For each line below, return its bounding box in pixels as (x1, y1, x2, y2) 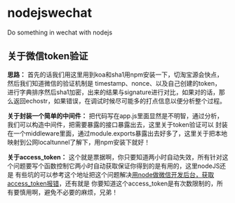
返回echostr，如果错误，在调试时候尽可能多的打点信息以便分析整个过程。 (13, 96, 227, 105)
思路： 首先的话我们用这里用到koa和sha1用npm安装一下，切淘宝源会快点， (7, 70, 223, 79)
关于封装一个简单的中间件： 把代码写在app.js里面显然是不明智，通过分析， (7, 111, 223, 120)
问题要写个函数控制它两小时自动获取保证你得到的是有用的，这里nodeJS (13, 162, 220, 170)
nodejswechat (7, 5, 93, 21)
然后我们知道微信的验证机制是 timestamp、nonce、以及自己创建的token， (7, 79, 221, 87)
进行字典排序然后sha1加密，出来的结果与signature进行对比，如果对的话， (7, 88, 220, 96)
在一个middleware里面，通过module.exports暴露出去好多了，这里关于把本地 (7, 129, 228, 138)
